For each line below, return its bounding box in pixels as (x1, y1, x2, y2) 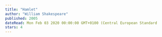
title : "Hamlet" (5, 7, 38, 12)
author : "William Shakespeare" (5, 12, 68, 16)
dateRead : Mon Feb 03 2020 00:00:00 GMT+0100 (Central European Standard (5, 20, 158, 25)
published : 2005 (5, 16, 38, 21)
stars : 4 (5, 25, 23, 30)
